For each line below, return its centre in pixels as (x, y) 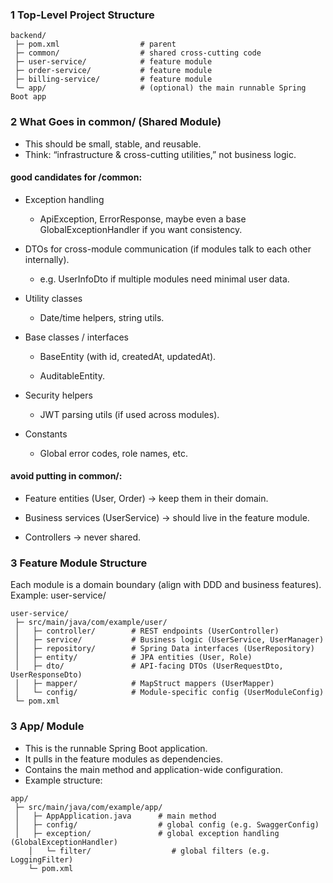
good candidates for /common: (76, 177)
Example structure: (63, 780)
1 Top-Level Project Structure (82, 15)
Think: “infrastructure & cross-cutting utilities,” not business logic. (160, 154)
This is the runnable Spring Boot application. (116, 748)
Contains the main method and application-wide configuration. (153, 769)
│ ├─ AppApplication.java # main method (115, 816)
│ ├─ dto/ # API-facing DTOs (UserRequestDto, (149, 666)
